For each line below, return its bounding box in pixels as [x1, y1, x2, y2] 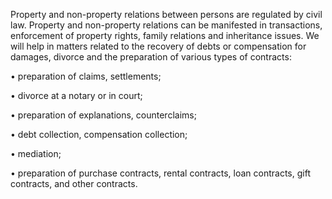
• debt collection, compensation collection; [10, 129, 188, 140]
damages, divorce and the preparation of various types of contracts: [10, 51, 292, 63]
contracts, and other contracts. [10, 178, 138, 189]
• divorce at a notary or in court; [10, 90, 143, 101]
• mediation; [10, 148, 62, 159]
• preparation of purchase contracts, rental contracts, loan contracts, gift [10, 167, 311, 179]
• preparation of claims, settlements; [10, 70, 162, 82]
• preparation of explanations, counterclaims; [10, 109, 197, 121]
